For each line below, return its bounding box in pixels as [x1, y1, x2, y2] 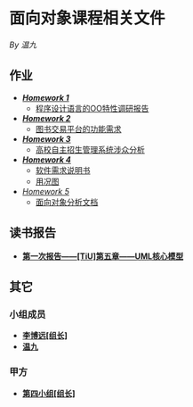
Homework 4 [21, 154, 71, 165]
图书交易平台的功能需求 [35, 123, 122, 134]
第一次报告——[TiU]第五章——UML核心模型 [21, 251, 184, 262]
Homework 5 [21, 186, 69, 196]
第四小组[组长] [21, 387, 76, 398]
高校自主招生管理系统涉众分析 [35, 144, 145, 154]
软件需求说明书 [35, 164, 91, 175]
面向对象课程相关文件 [9, 8, 166, 29]
